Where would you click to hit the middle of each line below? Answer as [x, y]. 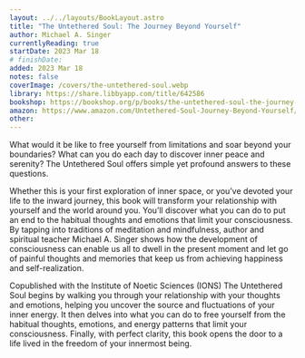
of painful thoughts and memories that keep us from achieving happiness [146, 258]
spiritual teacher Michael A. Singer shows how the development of [134, 239]
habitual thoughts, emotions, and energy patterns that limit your [128, 324]
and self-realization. [47, 268]
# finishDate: [36, 60]
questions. [29, 174]
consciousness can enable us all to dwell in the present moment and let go [149, 249]
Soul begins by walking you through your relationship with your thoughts [145, 295]
